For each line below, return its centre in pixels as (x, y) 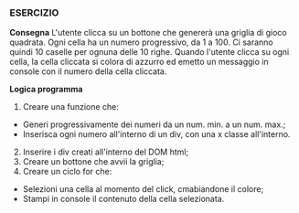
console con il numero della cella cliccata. (88, 71)
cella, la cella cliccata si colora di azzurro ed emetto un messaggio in (139, 62)
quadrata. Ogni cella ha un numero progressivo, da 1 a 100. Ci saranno (142, 42)
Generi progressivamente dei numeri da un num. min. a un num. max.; (154, 124)
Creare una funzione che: (70, 107)
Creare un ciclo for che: (67, 172)
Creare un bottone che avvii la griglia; (93, 162)
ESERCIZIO (34, 13)
